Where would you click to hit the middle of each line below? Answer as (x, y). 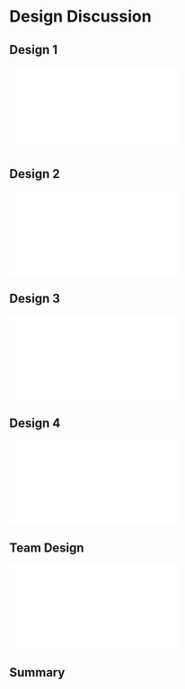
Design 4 (35, 424)
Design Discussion (80, 17)
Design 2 (35, 174)
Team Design (47, 548)
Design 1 (34, 50)
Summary (37, 672)
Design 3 (35, 299)
